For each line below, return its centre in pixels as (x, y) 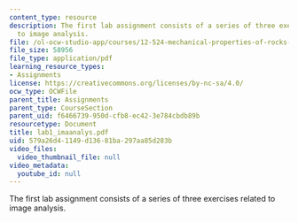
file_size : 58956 (41, 50)
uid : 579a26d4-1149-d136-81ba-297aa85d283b (91, 141)
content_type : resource (53, 17)
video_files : (33, 149)
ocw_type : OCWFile (43, 91)
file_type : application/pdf (61, 58)
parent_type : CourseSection (61, 108)
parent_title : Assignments (59, 100)
